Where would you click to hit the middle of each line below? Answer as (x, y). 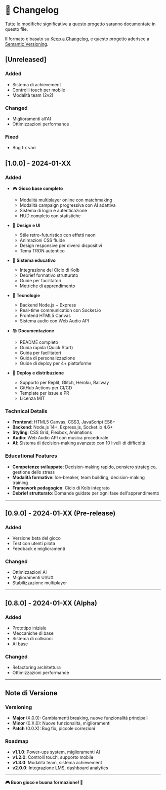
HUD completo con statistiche (50, 216)
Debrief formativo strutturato (49, 275)
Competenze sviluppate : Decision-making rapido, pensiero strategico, (84, 467)
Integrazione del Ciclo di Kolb (50, 270)
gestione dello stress (34, 472)
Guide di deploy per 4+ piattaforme (56, 363)
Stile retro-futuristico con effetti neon (58, 235)
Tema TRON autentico (42, 250)
